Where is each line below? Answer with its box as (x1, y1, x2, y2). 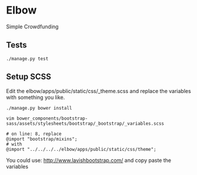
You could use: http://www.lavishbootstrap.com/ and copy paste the (6, 157, 172, 164)
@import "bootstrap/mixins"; (6, 136, 78, 142)
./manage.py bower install (6, 105, 72, 111)
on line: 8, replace (11, 131, 62, 137)
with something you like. (6, 94, 65, 101)
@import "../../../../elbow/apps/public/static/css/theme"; (6, 146, 157, 152)
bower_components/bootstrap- (16, 115, 88, 121)
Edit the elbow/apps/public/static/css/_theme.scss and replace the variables (6, 87, 191, 94)
